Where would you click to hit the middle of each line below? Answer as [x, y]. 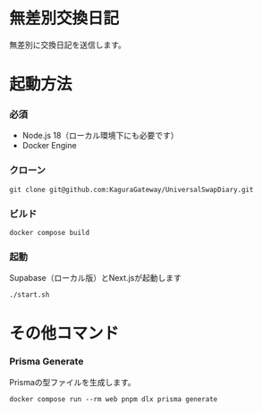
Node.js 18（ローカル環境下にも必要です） [100, 136]
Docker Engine [50, 146]
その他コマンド [64, 333]
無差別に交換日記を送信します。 [68, 45]
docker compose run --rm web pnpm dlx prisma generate [114, 399]
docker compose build [50, 233]
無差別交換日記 [64, 18]
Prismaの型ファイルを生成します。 [72, 382]
